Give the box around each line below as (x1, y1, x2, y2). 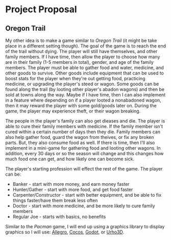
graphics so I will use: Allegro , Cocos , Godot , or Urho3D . (5, 229, 124, 235)
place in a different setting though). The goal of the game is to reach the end (5, 43, 166, 49)
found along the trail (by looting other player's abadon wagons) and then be (5, 86, 165, 92)
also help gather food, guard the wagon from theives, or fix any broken (5, 134, 154, 140)
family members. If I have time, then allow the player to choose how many (5, 54, 160, 60)
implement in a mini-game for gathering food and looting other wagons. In (5, 145, 161, 151)
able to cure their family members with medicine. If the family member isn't (5, 124, 163, 129)
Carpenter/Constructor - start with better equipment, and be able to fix (12, 192, 162, 198)
